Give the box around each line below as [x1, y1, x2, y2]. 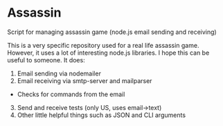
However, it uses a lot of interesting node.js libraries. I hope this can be [7, 48, 210, 57]
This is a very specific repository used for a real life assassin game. [7, 41, 199, 49]
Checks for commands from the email [17, 90, 125, 98]
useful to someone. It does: [7, 55, 85, 64]
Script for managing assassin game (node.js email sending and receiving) [7, 28, 217, 36]
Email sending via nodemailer [17, 69, 102, 78]
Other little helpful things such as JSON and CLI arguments [17, 111, 186, 119]
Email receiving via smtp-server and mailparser [17, 76, 152, 84]
